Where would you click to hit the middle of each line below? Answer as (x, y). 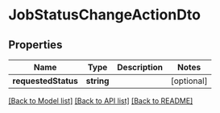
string (98, 81)
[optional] (189, 81)
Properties (35, 45)
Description (140, 67)
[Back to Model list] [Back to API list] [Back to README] (101, 101)
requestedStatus (45, 81)
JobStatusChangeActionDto (105, 15)
